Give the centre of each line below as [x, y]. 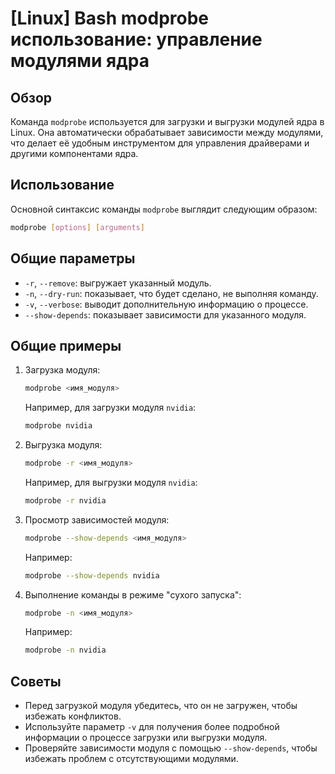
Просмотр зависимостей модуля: [97, 519]
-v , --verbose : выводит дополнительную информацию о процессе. [166, 304]
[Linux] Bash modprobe [110, 18]
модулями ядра [80, 61]
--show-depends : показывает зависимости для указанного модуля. [165, 314]
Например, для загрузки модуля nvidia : [110, 408]
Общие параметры [73, 258]
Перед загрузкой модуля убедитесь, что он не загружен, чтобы [161, 706]
